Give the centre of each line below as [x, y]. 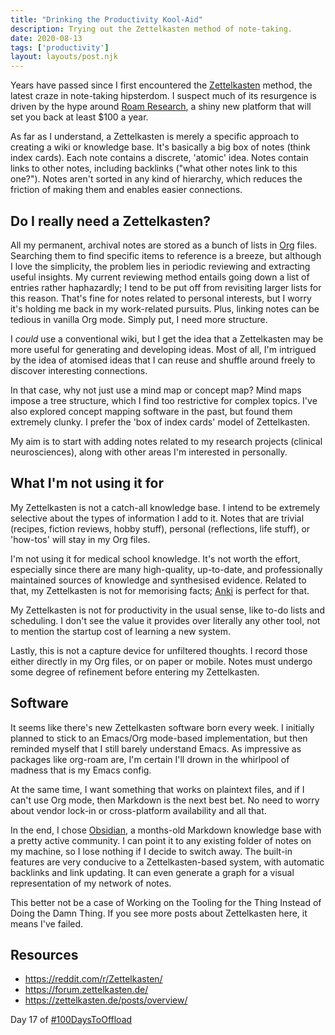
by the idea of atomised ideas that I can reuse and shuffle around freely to [163, 360]
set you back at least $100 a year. [79, 117]
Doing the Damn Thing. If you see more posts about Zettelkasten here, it [159, 913]
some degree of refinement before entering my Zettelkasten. [135, 672]
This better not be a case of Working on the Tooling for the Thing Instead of [166, 902]
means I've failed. [47, 923]
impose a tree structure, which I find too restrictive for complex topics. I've [164, 400]
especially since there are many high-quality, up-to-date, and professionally [166, 569]
